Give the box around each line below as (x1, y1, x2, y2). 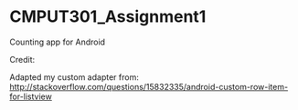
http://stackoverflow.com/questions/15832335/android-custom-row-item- (9, 81, 289, 92)
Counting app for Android (9, 36, 106, 47)
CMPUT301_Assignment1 (9, 6, 207, 27)
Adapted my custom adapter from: (9, 71, 139, 83)
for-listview (9, 91, 52, 102)
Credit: (9, 54, 36, 65)
